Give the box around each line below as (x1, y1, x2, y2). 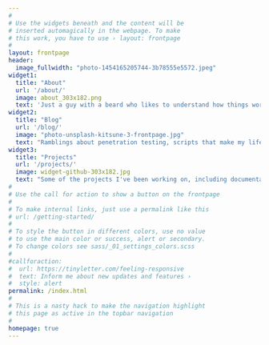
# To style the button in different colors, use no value (8, 227, 206, 236)
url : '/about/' (15, 86, 66, 94)
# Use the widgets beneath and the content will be (8, 19, 184, 27)
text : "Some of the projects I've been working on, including (15, 175, 227, 184)
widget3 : (8, 146, 38, 154)
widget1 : (8, 71, 38, 79)
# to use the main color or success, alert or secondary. (8, 235, 206, 243)
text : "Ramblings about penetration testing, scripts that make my (15, 138, 246, 146)
